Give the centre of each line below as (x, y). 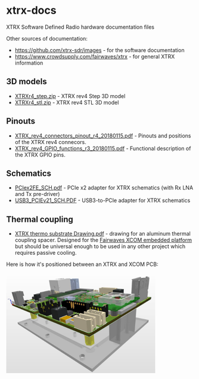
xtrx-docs (31, 10)
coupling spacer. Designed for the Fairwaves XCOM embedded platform (103, 240)
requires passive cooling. (46, 253)
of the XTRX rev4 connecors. (50, 142)
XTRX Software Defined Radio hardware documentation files (80, 27)
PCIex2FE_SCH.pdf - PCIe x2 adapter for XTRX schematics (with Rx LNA (104, 188)
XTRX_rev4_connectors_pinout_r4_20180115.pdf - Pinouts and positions (103, 136)
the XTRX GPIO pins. (40, 155)
